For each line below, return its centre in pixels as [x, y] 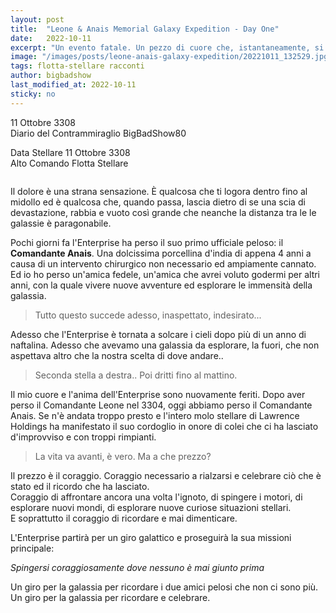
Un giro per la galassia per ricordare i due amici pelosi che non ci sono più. [164, 587]
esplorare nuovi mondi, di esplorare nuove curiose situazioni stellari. [151, 507]
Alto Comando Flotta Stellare [69, 163]
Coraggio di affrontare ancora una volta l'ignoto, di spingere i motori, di [156, 497]
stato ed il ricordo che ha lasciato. [80, 486]
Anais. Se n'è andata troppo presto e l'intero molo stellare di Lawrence [155, 415]
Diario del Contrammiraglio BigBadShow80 [98, 133]
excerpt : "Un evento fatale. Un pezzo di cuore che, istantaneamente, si [167, 47]
